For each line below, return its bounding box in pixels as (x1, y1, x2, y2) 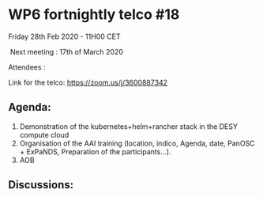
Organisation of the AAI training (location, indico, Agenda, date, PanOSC (19, 138, 255, 148)
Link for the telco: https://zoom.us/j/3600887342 (8, 78, 168, 87)
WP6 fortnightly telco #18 (8, 6, 180, 24)
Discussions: (8, 178, 73, 191)
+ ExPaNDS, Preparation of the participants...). (19, 146, 171, 156)
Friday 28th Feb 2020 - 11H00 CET (8, 32, 121, 41)
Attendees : (8, 62, 46, 72)
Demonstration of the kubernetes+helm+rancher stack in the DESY (19, 121, 239, 131)
